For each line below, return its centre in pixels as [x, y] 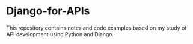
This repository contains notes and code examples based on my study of [97, 28]
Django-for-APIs [48, 11]
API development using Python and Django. [60, 34]
